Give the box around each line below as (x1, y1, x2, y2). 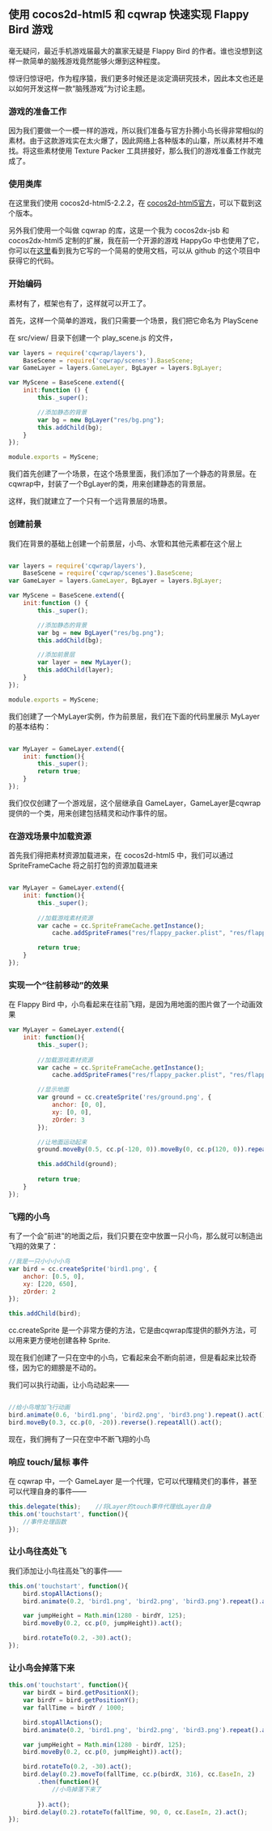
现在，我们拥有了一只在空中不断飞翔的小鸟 (8, 1434, 151, 1443)
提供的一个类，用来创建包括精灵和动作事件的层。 (8, 808, 172, 817)
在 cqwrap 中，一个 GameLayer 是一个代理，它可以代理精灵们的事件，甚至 (8, 1477, 257, 1486)
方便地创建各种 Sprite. (36, 1336, 111, 1345)
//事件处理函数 (23, 1517, 67, 1526)
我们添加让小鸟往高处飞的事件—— (8, 1566, 122, 1576)
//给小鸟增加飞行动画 (8, 1404, 70, 1412)
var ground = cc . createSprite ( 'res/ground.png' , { (37, 1093, 212, 1101)
